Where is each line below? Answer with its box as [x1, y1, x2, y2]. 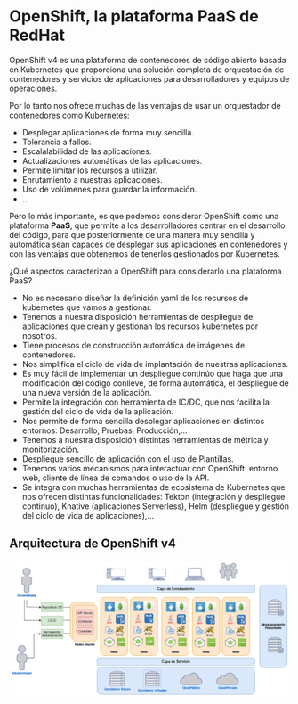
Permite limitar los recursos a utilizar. [21, 165, 158, 176]
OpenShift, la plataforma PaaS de [9, 6, 260, 27]
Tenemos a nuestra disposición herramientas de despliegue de [21, 311, 254, 322]
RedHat [9, 25, 65, 45]
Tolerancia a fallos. [21, 136, 92, 147]
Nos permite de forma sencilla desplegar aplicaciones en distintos [21, 415, 265, 426]
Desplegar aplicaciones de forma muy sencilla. [21, 127, 194, 137]
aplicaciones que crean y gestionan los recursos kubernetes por [21, 321, 259, 332]
